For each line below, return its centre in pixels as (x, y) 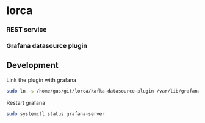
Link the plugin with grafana (41, 80)
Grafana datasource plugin (47, 46)
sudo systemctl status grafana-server (56, 114)
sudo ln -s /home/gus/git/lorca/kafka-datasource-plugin (80, 91)
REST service (27, 30)
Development (33, 65)
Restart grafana (26, 102)
